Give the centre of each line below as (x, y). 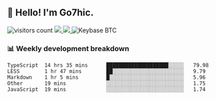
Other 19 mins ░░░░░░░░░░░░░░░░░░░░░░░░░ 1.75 (107, 83)
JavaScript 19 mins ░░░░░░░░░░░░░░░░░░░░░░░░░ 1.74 (107, 90)
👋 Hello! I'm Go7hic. (51, 13)
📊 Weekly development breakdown (68, 48)
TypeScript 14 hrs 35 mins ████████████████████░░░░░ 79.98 (108, 66)
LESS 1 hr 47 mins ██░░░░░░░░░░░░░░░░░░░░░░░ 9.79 (107, 72)
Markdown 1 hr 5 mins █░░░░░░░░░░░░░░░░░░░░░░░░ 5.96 (107, 78)
